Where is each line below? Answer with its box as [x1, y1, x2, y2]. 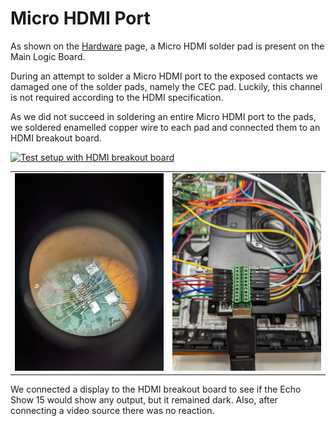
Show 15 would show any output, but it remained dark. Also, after [10, 394, 278, 406]
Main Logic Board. [10, 50, 86, 62]
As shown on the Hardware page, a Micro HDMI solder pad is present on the [10, 40, 325, 52]
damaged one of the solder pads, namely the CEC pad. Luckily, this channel [10, 80, 323, 92]
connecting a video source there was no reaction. [10, 405, 215, 417]
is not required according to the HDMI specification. [10, 91, 224, 103]
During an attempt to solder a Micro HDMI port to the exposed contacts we [10, 70, 318, 82]
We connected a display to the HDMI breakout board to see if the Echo [10, 383, 302, 396]
